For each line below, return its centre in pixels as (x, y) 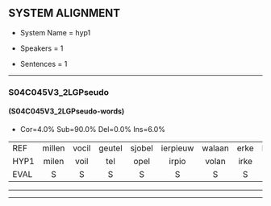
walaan (215, 148)
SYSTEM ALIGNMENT (65, 13)
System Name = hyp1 (55, 32)
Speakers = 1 (42, 48)
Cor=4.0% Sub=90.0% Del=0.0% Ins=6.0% (92, 129)
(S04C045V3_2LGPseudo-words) (67, 111)
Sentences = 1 (44, 64)
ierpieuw (177, 148)
